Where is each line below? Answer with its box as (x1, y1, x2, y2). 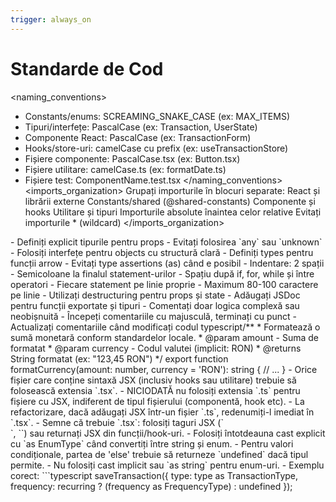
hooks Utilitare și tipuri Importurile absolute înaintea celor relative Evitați (24, 206, 322, 218)
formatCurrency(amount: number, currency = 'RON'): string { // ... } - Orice (10, 363, 318, 375)
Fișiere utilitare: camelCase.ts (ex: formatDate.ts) (24, 163, 227, 175)
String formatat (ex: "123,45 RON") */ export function (10, 352, 229, 365)
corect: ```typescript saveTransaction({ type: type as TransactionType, (10, 469, 299, 481)
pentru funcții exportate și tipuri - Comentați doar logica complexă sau (10, 299, 300, 311)
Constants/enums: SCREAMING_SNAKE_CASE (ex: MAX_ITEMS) (24, 110, 291, 122)
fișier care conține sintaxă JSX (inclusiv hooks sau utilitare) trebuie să (10, 374, 297, 386)
